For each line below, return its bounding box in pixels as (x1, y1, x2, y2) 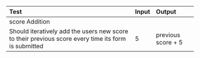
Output (155, 8, 177, 15)
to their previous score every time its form (9, 35, 126, 43)
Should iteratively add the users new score (9, 27, 129, 35)
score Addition (9, 18, 51, 25)
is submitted (9, 42, 43, 50)
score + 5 (155, 38, 183, 46)
